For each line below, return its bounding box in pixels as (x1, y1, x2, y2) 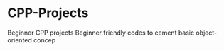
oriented (7, 35, 32, 44)
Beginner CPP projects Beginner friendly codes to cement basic (7, 28, 194, 37)
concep (33, 35, 56, 44)
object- (195, 28, 218, 37)
